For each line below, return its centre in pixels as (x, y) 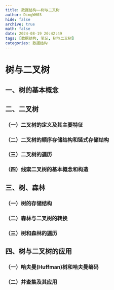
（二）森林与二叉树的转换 (36, 218)
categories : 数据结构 (27, 43)
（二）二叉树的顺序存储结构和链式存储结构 (57, 139)
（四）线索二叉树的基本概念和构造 (47, 169)
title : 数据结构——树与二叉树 (32, 10)
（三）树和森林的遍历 (31, 233)
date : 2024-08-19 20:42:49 (34, 34)
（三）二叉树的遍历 (29, 155)
